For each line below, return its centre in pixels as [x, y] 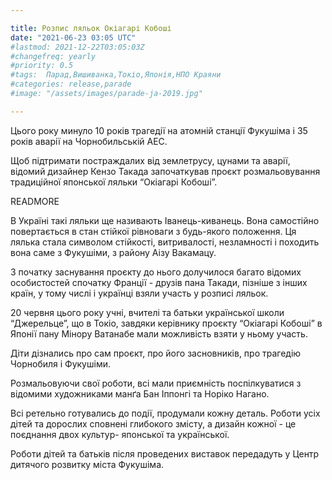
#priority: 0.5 [42, 66]
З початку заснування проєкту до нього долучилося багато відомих [156, 272]
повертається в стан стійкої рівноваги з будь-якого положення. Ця [153, 231]
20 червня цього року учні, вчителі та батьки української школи [147, 312]
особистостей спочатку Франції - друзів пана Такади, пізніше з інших [159, 282]
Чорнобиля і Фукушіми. [60, 363]
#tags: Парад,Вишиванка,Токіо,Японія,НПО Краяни [116, 75]
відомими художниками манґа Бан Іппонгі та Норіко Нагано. [140, 393]
